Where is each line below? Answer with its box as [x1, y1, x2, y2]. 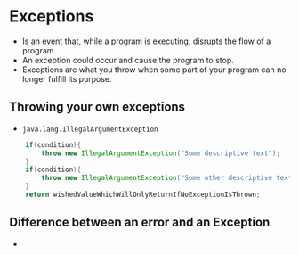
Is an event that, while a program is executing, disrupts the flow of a [21, 36, 271, 46]
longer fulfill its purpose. [21, 73, 113, 84]
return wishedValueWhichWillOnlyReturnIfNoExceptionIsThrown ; [25, 190, 261, 199]
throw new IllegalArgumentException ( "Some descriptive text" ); [41, 149, 280, 158]
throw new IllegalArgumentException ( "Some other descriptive [41, 174, 273, 183]
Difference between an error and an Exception [9, 215, 271, 230]
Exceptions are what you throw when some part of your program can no [21, 64, 287, 75]
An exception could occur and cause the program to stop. [21, 54, 234, 65]
